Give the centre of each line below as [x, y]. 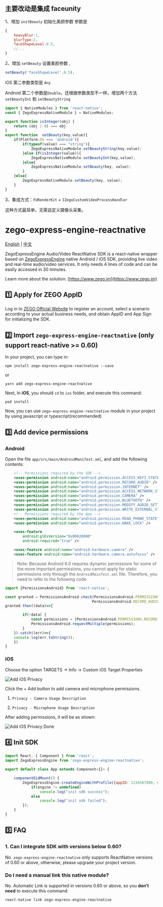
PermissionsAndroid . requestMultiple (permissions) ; [83, 624]
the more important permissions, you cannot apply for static [77, 569]
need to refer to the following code [51, 579]
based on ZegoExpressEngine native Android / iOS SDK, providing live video [81, 259]
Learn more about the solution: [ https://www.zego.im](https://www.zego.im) [81, 279]
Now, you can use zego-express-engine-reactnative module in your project [80, 411]
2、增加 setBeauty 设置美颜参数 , [38, 63]
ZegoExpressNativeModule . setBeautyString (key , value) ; [86, 149]
